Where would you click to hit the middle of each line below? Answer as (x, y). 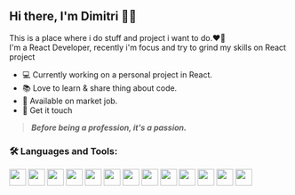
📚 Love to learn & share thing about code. (100, 88)
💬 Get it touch (47, 110)
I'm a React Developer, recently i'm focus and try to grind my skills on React (148, 47)
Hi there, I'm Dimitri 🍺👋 (73, 16)
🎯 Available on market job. (70, 101)
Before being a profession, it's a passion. (108, 127)
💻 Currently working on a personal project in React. (117, 74)
